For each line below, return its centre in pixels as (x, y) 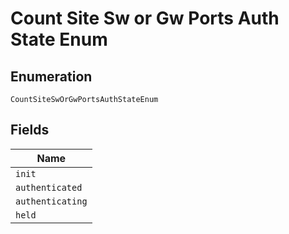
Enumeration (51, 76)
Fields (30, 130)
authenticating (51, 201)
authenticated (49, 187)
